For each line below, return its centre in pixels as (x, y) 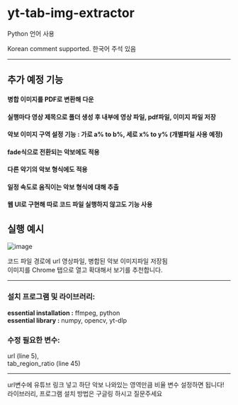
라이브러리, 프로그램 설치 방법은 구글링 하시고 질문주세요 (85, 393)
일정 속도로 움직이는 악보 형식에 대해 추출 (63, 187)
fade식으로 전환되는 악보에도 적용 (53, 152)
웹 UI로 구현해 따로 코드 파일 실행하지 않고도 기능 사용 (80, 204)
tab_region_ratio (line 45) (44, 363)
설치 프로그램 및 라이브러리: (51, 297)
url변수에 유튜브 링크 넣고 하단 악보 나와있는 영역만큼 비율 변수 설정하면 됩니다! (116, 384)
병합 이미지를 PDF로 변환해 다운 (51, 99)
